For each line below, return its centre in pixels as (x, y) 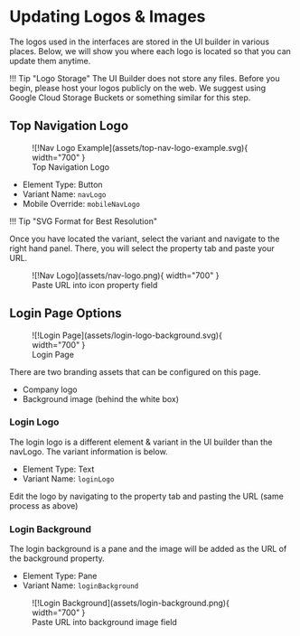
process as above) (44, 505)
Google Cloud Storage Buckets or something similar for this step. (130, 98)
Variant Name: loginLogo (68, 478)
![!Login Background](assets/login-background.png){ (131, 603)
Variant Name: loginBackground (80, 585)
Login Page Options (66, 313)
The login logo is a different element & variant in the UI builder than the (141, 442)
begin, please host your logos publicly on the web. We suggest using (138, 88)
